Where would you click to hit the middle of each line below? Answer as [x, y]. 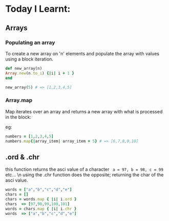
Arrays [16, 28]
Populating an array [30, 43]
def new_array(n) [24, 68]
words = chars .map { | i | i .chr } [41, 209]
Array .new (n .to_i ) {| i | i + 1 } [40, 73]
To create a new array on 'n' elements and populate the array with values [82, 53]
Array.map [19, 101]
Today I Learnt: [38, 9]
